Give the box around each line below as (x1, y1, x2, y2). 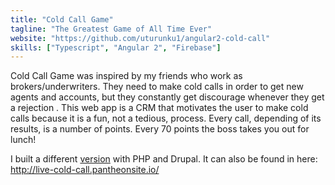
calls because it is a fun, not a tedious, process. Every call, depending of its (10, 112, 322, 125)
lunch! (10, 134, 37, 146)
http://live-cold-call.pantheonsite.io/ (10, 164, 160, 176)
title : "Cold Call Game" (10, 14, 114, 25)
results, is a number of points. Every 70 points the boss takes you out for (10, 123, 310, 135)
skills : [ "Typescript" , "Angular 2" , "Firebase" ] (10, 42, 222, 53)
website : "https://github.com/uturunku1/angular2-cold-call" (10, 33, 271, 43)
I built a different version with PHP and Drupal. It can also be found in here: (10, 153, 318, 165)
